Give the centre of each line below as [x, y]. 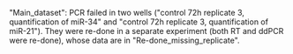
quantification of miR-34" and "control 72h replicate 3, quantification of [139, 22]
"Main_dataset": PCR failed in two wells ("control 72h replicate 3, [127, 13]
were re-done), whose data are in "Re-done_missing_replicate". [124, 40]
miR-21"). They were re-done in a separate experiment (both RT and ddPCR [146, 31]
